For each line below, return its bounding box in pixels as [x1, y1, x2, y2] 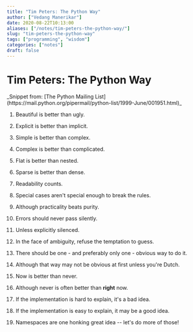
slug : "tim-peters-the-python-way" [7, 31, 96, 37]
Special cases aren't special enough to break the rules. [15, 191, 151, 198]
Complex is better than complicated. [15, 145, 105, 153]
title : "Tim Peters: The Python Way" [7, 8, 101, 15]
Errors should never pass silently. [15, 215, 98, 222]
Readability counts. [15, 180, 63, 187]
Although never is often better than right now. [15, 284, 128, 291]
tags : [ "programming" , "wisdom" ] [7, 36, 90, 42]
